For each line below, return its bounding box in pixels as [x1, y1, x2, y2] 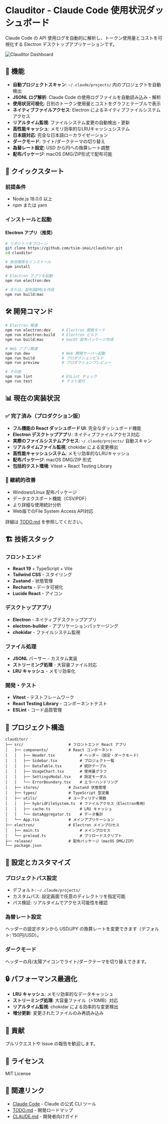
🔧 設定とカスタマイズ [5, 858, 71, 867]
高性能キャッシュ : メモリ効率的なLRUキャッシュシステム [12, 126, 130, 132]
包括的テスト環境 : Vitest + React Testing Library [12, 463, 113, 469]
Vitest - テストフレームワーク [12, 694, 75, 701]
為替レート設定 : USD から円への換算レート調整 [12, 144, 110, 150]
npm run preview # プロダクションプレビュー [5, 360, 111, 365]
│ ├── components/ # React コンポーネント [5, 747, 113, 753]
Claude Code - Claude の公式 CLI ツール [12, 1101, 97, 1107]
